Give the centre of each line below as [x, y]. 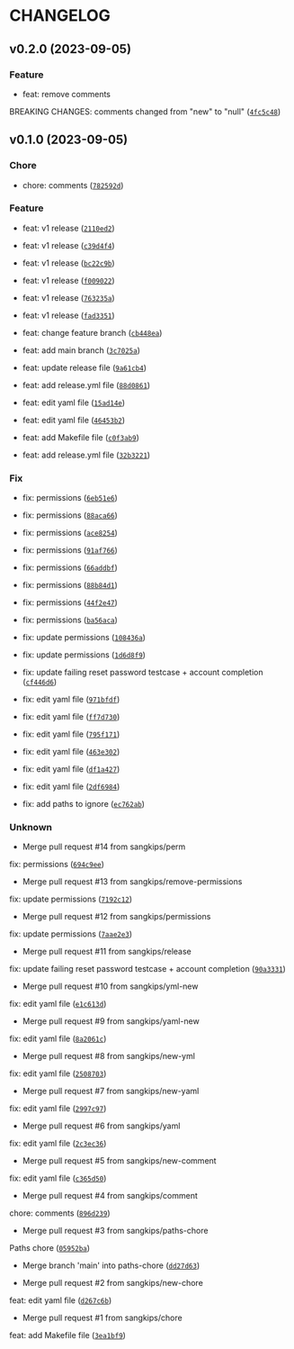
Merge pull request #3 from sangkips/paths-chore [115, 1231]
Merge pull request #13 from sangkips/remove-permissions [132, 882]
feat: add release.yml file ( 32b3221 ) [86, 455]
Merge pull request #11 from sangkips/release [107, 952]
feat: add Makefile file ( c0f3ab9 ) [80, 437]
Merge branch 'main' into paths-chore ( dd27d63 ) [111, 1265]
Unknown [31, 828]
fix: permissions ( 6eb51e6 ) [70, 498]
